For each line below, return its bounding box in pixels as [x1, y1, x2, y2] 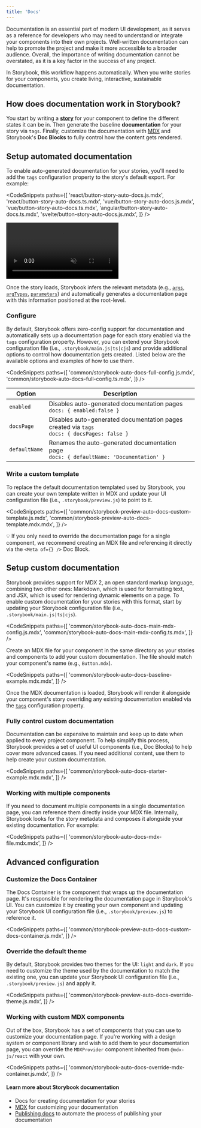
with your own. [29, 1052, 66, 1059]
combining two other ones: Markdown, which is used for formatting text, [6, 585, 184, 592]
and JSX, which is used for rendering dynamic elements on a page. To [6, 592, 179, 599]
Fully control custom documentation [6, 716, 114, 725]
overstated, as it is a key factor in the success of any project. [6, 57, 157, 64]
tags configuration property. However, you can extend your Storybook [6, 338, 179, 345]
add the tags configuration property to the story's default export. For [6, 173, 175, 181]
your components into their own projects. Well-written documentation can [6, 38, 188, 45]
